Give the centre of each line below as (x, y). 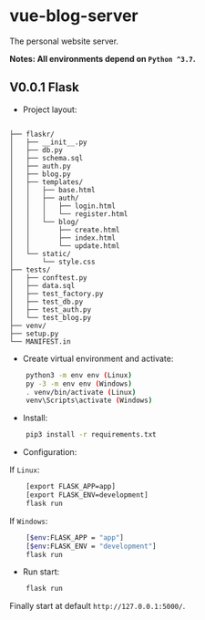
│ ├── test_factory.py (56, 294)
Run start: (41, 572)
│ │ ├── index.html (63, 238)
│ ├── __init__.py (49, 142)
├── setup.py (34, 334)
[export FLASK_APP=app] (71, 487)
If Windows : (29, 521)
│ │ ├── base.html (52, 190)
